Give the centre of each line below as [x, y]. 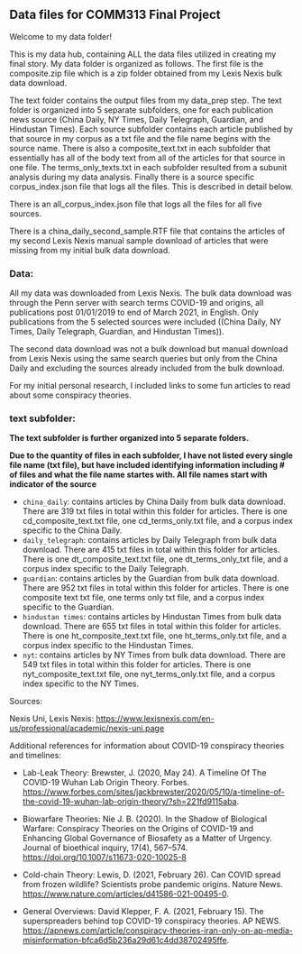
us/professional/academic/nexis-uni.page [87, 729]
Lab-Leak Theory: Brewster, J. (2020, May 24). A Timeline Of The [144, 773]
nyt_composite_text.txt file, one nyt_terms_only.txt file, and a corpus [149, 674]
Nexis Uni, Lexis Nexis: [52, 719]
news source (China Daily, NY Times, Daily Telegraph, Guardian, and [137, 119]
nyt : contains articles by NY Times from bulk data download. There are [154, 655]
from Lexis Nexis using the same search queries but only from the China [143, 359]
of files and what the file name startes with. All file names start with [138, 475]
